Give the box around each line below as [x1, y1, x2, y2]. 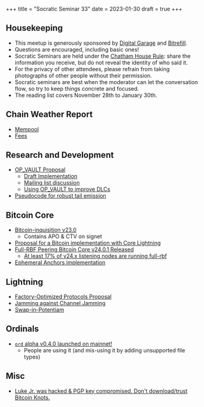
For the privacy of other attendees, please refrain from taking [14, 65, 170, 72]
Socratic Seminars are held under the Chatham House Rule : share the [14, 52, 191, 60]
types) [23, 353, 41, 360]
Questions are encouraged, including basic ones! [14, 45, 139, 53]
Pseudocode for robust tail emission [14, 192, 107, 200]
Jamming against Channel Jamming [14, 300, 106, 307]
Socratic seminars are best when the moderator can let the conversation [14, 78, 198, 85]
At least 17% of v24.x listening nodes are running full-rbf [23, 252, 167, 260]
